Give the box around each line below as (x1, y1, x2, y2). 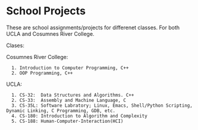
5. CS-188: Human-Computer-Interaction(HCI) (11, 118, 124, 124)
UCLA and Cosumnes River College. (6, 30, 95, 37)
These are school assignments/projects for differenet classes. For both (6, 24, 180, 31)
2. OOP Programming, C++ (11, 70, 73, 76)
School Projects (6, 4, 86, 18)
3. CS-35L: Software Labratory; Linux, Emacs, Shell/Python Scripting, (11, 103, 193, 109)
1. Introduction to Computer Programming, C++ (11, 64, 129, 71)
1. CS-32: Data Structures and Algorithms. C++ (11, 92, 134, 98)
